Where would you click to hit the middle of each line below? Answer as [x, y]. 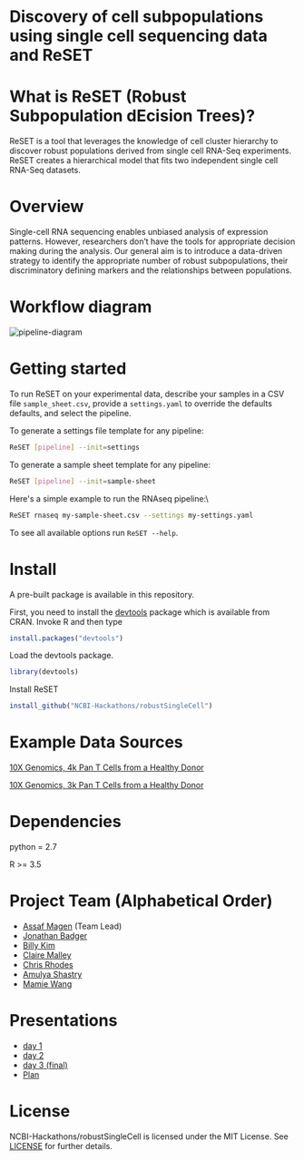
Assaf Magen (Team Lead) [72, 926]
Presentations [64, 1021]
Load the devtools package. [62, 656]
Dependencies [65, 822]
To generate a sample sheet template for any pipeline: [110, 464]
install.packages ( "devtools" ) [67, 638]
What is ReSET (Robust [98, 97]
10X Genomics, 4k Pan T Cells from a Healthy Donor [107, 767]
